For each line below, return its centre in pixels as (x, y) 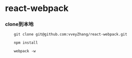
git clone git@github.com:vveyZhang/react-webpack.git (71, 35)
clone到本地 (19, 24)
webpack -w (25, 51)
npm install (26, 43)
